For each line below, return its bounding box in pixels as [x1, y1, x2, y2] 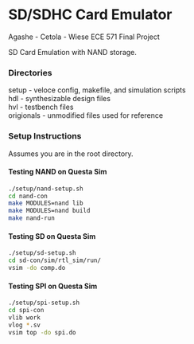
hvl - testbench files [8, 102, 74, 112]
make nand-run [8, 214, 56, 222]
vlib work [8, 313, 41, 322]
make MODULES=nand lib [8, 199, 83, 208]
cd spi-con [8, 307, 45, 315]
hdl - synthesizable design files [8, 94, 111, 104]
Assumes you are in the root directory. [8, 149, 134, 158]
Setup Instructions [8, 131, 82, 142]
